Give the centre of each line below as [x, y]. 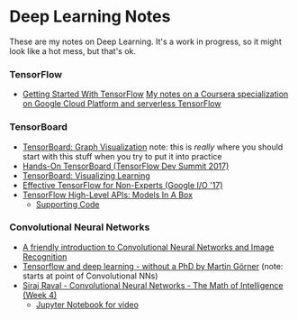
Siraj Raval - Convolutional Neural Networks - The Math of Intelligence [153, 285]
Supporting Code [68, 204]
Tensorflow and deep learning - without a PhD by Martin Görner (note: [153, 266]
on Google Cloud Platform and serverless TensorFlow [122, 104]
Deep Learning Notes [90, 17]
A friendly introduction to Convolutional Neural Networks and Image [148, 247]
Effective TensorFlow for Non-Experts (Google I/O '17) [122, 185]
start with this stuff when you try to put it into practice [122, 156]
